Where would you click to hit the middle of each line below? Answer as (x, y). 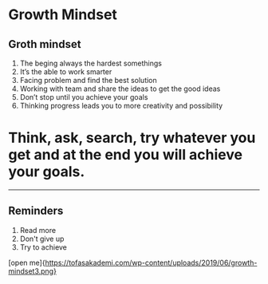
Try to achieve (43, 247)
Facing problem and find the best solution (88, 80)
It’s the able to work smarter (66, 72)
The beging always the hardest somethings (91, 63)
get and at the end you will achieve (126, 155)
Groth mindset (45, 44)
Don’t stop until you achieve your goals (84, 97)
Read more (38, 230)
